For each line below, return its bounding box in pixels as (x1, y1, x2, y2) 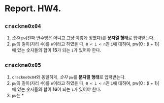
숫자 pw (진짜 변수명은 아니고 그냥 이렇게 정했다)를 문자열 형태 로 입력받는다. (11, 35, 155, 41)
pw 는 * (11, 92, 24, 98)
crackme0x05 (4, 62, 41, 69)
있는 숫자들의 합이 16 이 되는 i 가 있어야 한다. (17, 86, 101, 92)
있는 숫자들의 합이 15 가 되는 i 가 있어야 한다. (17, 47, 101, 53)
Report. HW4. (4, 3, 62, 14)
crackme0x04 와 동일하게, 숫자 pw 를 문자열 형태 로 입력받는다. (11, 74, 126, 80)
